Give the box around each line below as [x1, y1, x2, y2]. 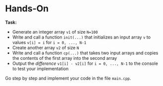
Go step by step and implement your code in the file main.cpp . [5, 75, 131, 81]
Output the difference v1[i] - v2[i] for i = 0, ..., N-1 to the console [12, 60, 159, 66]
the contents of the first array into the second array [12, 55, 117, 61]
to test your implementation [12, 65, 69, 72]
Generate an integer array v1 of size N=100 [12, 29, 98, 35]
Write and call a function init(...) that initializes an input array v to [12, 34, 151, 40]
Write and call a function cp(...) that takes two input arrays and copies [12, 50, 159, 56]
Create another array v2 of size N [12, 44, 79, 50]
